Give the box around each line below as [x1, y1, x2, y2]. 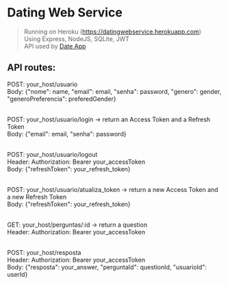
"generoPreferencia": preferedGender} [7, 95, 116, 103]
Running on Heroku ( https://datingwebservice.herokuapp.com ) [23, 27, 202, 36]
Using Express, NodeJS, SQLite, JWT [23, 34, 130, 42]
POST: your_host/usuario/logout [7, 150, 98, 158]
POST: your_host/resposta [7, 248, 81, 256]
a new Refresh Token [7, 193, 67, 201]
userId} [7, 270, 28, 278]
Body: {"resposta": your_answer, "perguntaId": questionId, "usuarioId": [7, 262, 207, 271]
